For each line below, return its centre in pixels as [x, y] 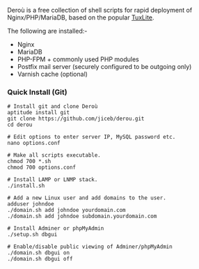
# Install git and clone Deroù [53, 107]
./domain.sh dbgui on [39, 253]
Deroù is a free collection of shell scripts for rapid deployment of [100, 10]
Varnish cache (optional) [53, 74]
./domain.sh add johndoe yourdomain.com [67, 210]
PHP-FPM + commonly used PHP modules [78, 59]
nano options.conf [34, 143]
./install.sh [26, 186]
